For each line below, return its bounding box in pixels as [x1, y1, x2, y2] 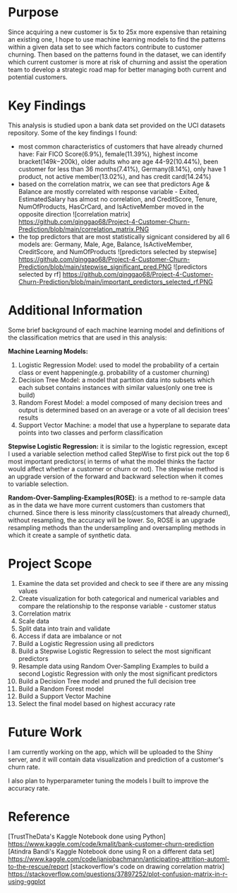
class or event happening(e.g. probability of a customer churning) [18, 368, 210, 376]
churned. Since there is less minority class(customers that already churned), [8, 508, 231, 517]
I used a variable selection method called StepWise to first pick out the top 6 [8, 449, 230, 458]
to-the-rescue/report [8, 862, 69, 870]
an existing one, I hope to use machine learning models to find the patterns [8, 35, 226, 43]
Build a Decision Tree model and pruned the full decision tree [18, 676, 196, 685]
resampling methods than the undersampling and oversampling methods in [8, 523, 226, 531]
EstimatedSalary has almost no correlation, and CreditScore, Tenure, [18, 195, 218, 203]
